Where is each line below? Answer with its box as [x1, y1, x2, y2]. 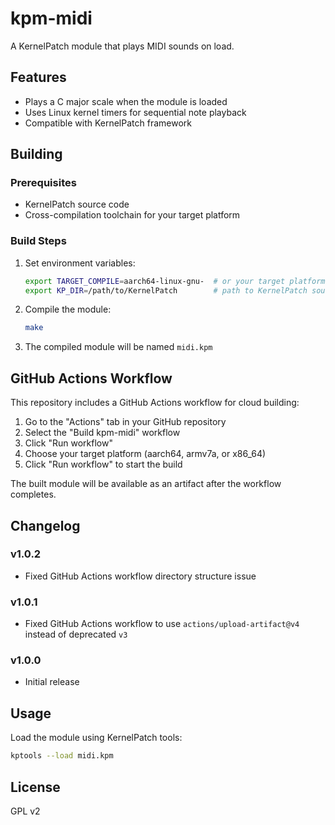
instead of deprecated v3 [24, 628, 128, 641]
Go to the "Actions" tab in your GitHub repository [24, 416, 227, 428]
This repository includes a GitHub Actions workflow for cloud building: [10, 397, 300, 409]
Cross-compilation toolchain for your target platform [24, 209, 241, 221]
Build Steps [10, 234, 67, 248]
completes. [10, 488, 57, 501]
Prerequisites [10, 176, 77, 190]
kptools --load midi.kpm [10, 751, 114, 761]
